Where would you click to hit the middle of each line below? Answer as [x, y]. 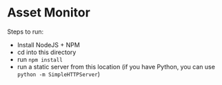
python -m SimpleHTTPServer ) [59, 74]
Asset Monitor [49, 13]
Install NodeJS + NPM [49, 45]
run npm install [40, 59]
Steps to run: [26, 32]
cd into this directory [47, 52]
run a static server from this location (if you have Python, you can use [116, 66]
